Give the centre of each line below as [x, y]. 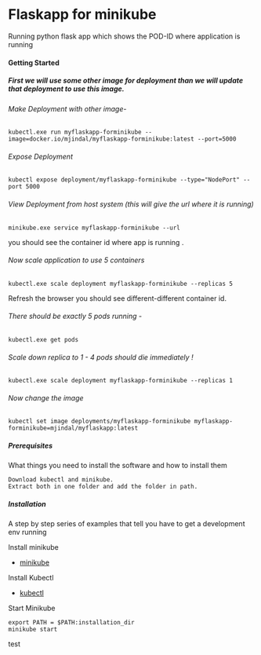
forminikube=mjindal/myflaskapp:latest [73, 428]
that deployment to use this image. [66, 89]
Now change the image [46, 397]
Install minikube [33, 547]
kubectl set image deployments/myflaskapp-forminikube [100, 422]
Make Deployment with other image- [67, 108]
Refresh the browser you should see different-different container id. [118, 298]
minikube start [33, 630]
